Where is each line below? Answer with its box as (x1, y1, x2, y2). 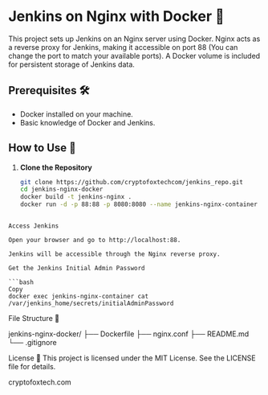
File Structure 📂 (8, 314, 60, 323)
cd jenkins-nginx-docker (19, 185, 104, 194)
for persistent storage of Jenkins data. (8, 60, 135, 69)
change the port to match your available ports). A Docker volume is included (8, 51, 261, 60)
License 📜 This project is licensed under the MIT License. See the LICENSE (8, 353, 257, 363)
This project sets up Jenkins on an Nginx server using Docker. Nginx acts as (8, 34, 261, 43)
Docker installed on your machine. (19, 109, 134, 119)
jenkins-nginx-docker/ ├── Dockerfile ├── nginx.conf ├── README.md (8, 329, 250, 339)
